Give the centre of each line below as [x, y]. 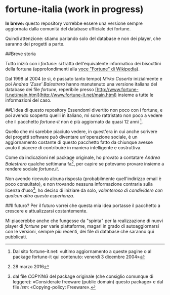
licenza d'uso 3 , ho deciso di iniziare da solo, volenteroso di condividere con [84, 190]
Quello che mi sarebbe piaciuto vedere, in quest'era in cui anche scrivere [81, 131]
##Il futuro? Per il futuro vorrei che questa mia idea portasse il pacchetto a [83, 205]
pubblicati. [16, 237]
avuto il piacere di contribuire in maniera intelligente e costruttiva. [73, 147]
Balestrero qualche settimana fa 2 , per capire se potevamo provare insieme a [85, 163]
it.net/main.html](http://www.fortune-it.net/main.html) [61, 95]
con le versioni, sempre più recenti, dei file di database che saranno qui [80, 231]
